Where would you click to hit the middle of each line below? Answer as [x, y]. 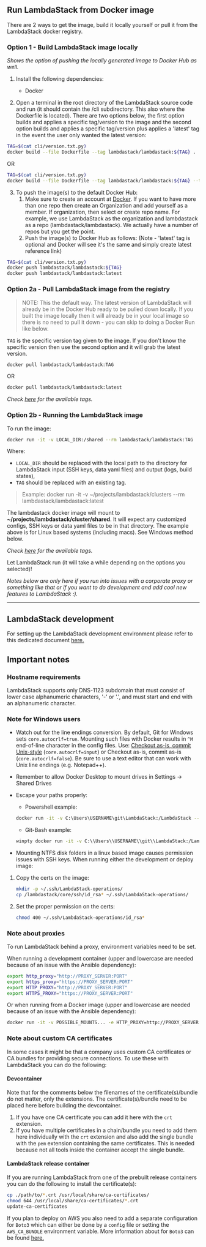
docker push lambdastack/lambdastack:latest [64, 274]
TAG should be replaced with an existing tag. [71, 482]
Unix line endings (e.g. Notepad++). [61, 765]
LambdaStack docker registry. [45, 31]
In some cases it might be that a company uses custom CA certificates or [99, 1052]
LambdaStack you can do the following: [57, 1065]
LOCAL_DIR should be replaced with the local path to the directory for [101, 463]
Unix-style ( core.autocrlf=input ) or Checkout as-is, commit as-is [99, 752]
